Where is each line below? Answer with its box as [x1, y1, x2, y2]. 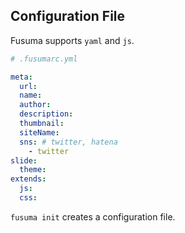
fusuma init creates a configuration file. [10, 210, 176, 223]
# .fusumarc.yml [10, 54, 78, 64]
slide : [10, 155, 38, 166]
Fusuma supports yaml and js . [10, 34, 135, 46]
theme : [19, 165, 47, 175]
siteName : [19, 127, 60, 138]
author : [19, 100, 52, 110]
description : [19, 109, 74, 119]
